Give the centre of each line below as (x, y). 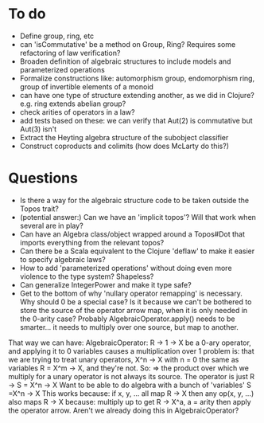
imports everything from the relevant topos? (92, 242)
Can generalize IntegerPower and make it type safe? (106, 284)
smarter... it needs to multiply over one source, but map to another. (129, 327)
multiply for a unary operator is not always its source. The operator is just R (132, 376)
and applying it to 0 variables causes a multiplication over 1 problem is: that (131, 351)
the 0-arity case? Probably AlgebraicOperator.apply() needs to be (127, 319)
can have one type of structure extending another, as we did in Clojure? (137, 95)
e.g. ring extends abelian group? (73, 104)
